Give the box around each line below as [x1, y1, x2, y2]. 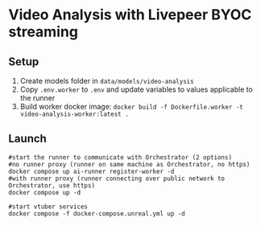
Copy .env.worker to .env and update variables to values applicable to [19, 84, 254, 94]
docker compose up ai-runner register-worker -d [8, 167, 175, 175]
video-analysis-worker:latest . [19, 110, 129, 118]
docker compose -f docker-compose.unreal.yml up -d [8, 209, 185, 218]
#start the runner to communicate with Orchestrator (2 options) [8, 153, 232, 162]
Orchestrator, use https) [8, 181, 95, 190]
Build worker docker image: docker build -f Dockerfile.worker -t [19, 102, 244, 111]
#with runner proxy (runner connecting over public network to [8, 175, 226, 183]
